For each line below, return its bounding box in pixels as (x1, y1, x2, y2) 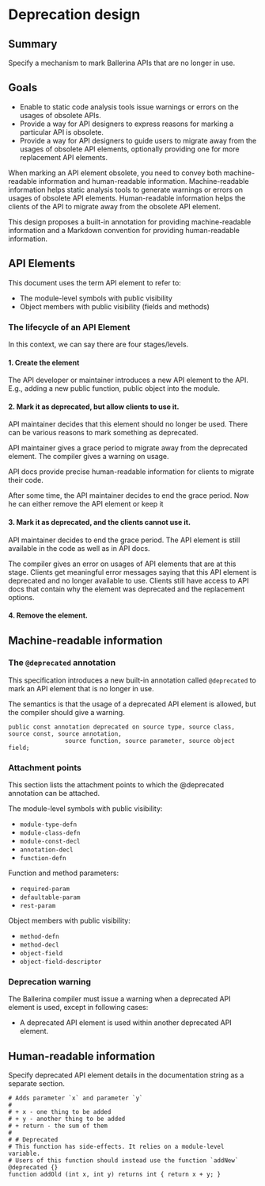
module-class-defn (19, 829, 81, 837)
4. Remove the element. (8, 610, 89, 620)
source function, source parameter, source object (64, 736, 236, 744)
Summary (8, 37, 58, 51)
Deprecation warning (8, 977, 91, 988)
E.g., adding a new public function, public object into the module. (8, 384, 220, 393)
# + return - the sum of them (8, 1122, 108, 1131)
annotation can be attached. (8, 789, 100, 798)
